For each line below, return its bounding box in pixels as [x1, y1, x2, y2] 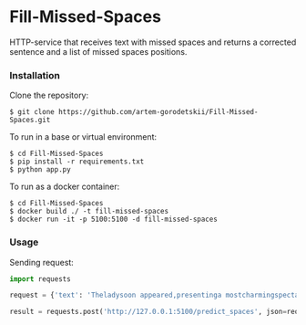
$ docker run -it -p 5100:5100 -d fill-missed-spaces [9, 215, 219, 225]
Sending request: [9, 257, 75, 267]
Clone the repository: [9, 89, 89, 101]
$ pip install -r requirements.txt [9, 157, 145, 166]
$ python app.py [9, 165, 71, 174]
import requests [9, 274, 71, 284]
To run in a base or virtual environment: [9, 131, 158, 142]
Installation [9, 68, 61, 81]
